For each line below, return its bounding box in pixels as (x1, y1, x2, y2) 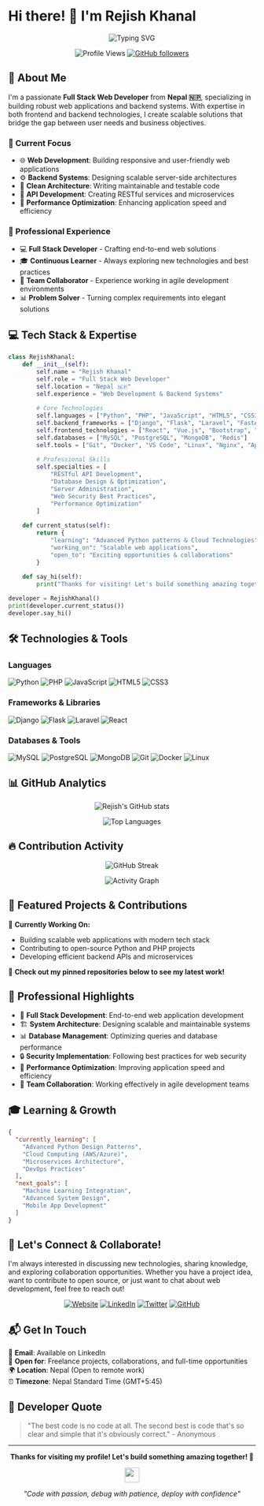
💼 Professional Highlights (8, 990, 135, 1003)
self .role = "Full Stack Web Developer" (36, 375, 170, 383)
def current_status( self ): (22, 522, 111, 530)
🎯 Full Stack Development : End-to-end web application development (19, 1011, 244, 1020)
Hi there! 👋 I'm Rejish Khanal (8, 7, 196, 25)
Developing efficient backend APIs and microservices (19, 952, 193, 961)
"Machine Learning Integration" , (22, 1187, 132, 1195)
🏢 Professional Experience (8, 226, 112, 237)
